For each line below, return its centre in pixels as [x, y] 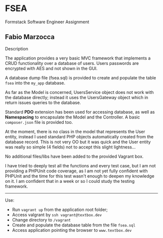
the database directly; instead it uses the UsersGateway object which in [77, 97]
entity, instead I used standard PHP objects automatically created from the [79, 136]
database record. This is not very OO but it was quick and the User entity [78, 142]
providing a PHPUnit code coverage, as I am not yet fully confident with [76, 171]
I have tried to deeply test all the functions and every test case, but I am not [81, 165]
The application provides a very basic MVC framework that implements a [78, 58]
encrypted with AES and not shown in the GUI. [51, 68]
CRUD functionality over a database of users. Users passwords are [72, 63]
